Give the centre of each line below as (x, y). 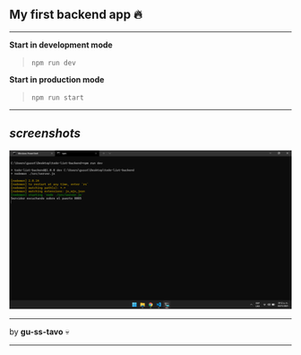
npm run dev (53, 63)
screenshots (45, 134)
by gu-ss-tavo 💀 (39, 332)
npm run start (57, 98)
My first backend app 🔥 (76, 15)
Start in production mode (57, 79)
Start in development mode (61, 45)
